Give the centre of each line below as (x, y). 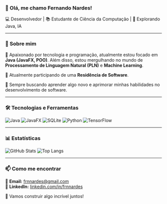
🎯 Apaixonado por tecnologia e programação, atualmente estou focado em (82, 55)
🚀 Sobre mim (21, 44)
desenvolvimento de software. (36, 90)
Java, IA (13, 26)
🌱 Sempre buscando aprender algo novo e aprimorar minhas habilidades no (83, 85)
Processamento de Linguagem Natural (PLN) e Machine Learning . (74, 65)
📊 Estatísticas (23, 138)
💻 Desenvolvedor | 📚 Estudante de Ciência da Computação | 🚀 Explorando (83, 19)
